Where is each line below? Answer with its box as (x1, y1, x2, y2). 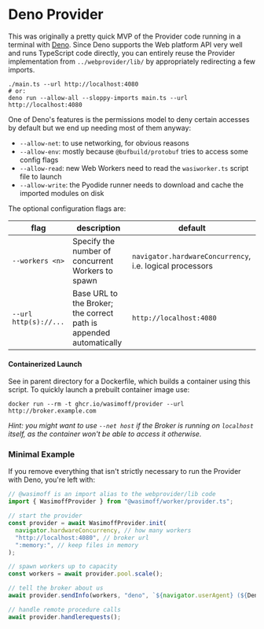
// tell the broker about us (8, 584, 104, 592)
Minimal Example (8, 449, 75, 460)
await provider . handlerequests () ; (8, 612, 122, 621)
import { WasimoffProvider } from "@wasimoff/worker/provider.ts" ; (8, 498, 234, 505)
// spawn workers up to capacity (8, 563, 118, 571)
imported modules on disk (19, 188, 104, 198)
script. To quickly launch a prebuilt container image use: (8, 385, 190, 394)
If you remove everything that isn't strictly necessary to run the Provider (8, 467, 241, 476)
